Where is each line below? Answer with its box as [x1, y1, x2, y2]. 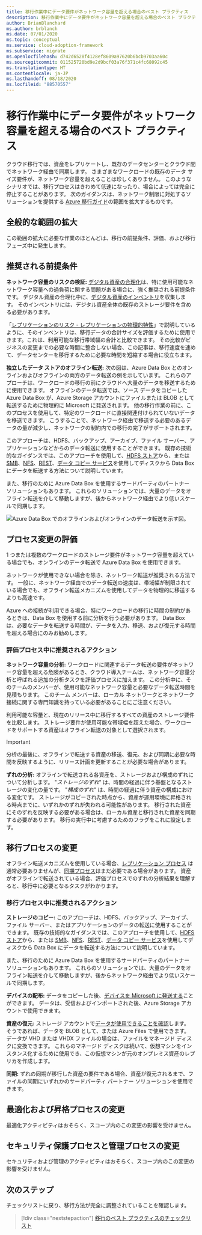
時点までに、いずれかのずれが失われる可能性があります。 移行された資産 [11, 801, 191, 808]
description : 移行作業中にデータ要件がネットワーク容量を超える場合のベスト [6, 14, 176, 20]
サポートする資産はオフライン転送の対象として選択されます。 [16, 726, 170, 734]
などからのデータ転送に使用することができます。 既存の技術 [43, 444, 192, 452]
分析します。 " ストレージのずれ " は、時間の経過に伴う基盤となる [22, 778, 182, 785]
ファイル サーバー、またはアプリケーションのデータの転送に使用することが [6, 921, 192, 928]
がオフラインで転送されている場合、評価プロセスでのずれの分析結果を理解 [6, 875, 191, 882]
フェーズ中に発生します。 [6, 242, 69, 249]
